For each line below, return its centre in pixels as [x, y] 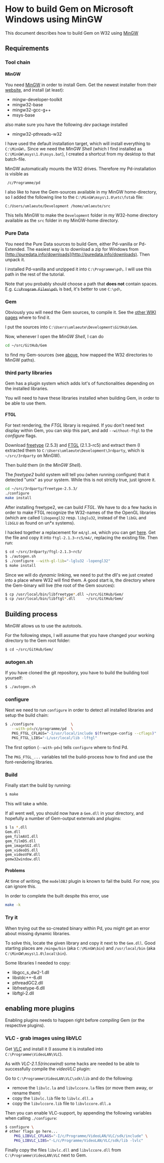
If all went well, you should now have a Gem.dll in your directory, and [74, 813]
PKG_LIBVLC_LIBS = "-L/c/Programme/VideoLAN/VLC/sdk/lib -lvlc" [79, 1141]
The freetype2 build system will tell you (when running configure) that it [77, 475]
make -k [13, 905]
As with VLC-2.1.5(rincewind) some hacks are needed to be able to [72, 1064]
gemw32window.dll [23, 859]
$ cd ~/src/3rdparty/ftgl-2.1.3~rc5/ [44, 552]
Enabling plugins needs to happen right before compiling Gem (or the [75, 1020]
